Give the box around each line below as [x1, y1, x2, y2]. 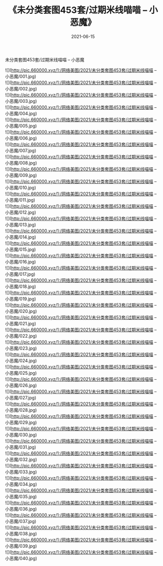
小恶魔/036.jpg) [5, 506, 37, 512]
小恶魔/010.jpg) [5, 184, 36, 190]
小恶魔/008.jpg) [5, 160, 37, 166]
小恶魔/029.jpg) [5, 419, 37, 425]
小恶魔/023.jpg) [5, 345, 37, 351]
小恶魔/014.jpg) [5, 234, 36, 240]
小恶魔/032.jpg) [5, 456, 37, 462]
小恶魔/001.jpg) [5, 73, 37, 79]
